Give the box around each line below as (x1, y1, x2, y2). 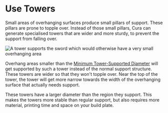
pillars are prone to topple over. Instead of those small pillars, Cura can (5, 25, 151, 31)
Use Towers (5, 3, 55, 15)
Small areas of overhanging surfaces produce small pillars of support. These (5, 20, 163, 26)
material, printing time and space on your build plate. (5, 102, 114, 108)
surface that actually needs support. (5, 81, 80, 88)
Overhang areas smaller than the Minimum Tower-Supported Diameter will (5, 60, 158, 66)
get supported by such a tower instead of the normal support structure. (5, 66, 152, 72)
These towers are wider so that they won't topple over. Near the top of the (5, 71, 158, 77)
